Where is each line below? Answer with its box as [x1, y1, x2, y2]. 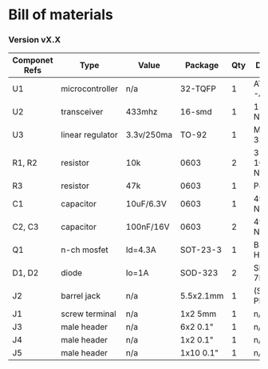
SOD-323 [179, 267, 219, 279]
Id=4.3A [125, 244, 157, 255]
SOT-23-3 [179, 244, 222, 255]
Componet [12, 54, 53, 66]
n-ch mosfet [61, 244, 109, 255]
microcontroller [61, 83, 118, 94]
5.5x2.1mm [179, 291, 224, 302]
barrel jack [61, 291, 101, 302]
